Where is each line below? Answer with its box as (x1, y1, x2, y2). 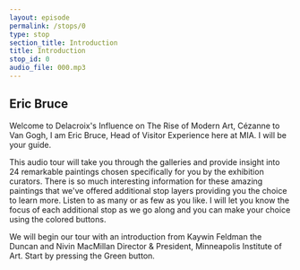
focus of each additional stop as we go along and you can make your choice (9, 204, 291, 215)
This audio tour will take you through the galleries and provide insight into (9, 156, 280, 167)
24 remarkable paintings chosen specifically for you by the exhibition (9, 166, 264, 177)
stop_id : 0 (9, 55, 50, 64)
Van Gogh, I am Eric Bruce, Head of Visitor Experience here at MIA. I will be (9, 129, 287, 140)
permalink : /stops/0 (9, 22, 87, 30)
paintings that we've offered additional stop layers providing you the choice (9, 185, 287, 196)
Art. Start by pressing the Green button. (9, 250, 155, 261)
